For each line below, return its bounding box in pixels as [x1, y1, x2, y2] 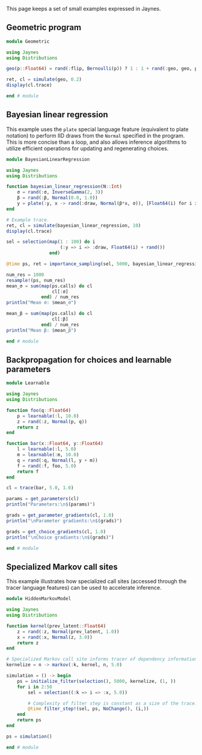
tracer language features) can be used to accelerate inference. [6, 584, 162, 591]
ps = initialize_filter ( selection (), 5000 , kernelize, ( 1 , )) [17, 678, 176, 684]
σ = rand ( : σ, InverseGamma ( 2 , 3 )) [17, 189, 103, 195]
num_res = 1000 [6, 272, 44, 278]
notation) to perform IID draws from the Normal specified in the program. [6, 132, 185, 139]
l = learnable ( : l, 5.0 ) [17, 446, 77, 453]
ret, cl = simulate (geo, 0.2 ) [6, 76, 82, 83]
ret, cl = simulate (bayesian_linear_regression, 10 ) [6, 222, 141, 228]
